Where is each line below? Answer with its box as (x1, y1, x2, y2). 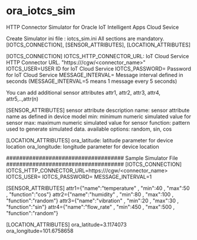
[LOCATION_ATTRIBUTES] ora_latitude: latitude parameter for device (6, 136, 173, 144)
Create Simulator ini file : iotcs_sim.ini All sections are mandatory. (6, 35, 165, 42)
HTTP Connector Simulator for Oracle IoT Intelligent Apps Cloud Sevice (6, 24, 179, 31)
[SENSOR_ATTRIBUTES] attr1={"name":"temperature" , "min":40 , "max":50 (6, 184, 190, 192)
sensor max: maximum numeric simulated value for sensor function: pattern (6, 119, 191, 126)
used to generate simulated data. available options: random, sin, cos (6, 125, 172, 132)
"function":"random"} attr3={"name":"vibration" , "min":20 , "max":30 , (6, 197, 179, 204)
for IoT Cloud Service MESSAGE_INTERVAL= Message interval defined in (6, 71, 183, 78)
